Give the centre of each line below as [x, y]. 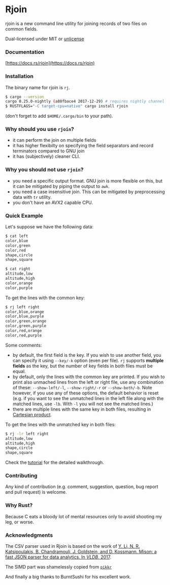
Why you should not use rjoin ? [44, 170]
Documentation [25, 52]
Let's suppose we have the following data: [49, 227]
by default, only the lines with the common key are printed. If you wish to [89, 377]
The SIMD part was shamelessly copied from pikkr [59, 567]
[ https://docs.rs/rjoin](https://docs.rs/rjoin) [50, 63]
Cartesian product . [32, 414]
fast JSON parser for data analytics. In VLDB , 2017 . [58, 557]
